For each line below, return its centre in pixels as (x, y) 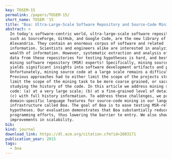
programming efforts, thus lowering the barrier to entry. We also (83, 115)
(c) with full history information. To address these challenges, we (85, 96)
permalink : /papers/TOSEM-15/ (38, 15)
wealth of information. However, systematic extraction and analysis (85, 53)
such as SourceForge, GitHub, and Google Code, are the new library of (88, 39)
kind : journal (20, 129)
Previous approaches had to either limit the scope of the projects (84, 77)
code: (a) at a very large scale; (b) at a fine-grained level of (82, 91)
